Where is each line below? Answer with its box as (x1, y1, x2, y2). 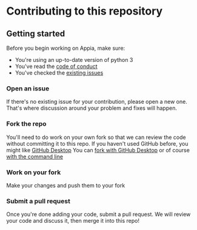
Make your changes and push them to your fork (6, 181, 125, 189)
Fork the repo (6, 120, 47, 128)
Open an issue (6, 84, 50, 92)
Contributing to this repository (6, 4, 163, 18)
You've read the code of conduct (15, 63, 98, 70)
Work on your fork (6, 168, 61, 177)
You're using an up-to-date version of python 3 (15, 56, 133, 63)
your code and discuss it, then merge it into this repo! (6, 217, 139, 225)
